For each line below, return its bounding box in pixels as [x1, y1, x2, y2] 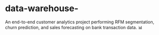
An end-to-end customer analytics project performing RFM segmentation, [5, 19, 155, 25]
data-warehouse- [5, 3, 79, 14]
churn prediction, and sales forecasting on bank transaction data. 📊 [5, 24, 143, 30]
